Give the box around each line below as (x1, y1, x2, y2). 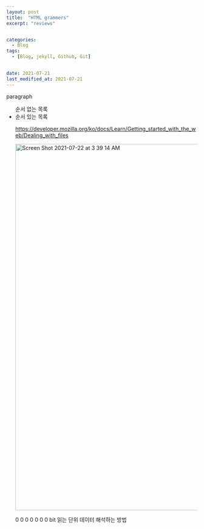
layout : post (6, 9, 39, 15)
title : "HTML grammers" (6, 15, 69, 21)
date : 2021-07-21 (6, 70, 50, 76)
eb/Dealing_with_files (15, 132, 69, 139)
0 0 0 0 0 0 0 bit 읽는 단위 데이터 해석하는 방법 (15, 516, 127, 523)
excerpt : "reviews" (6, 20, 56, 26)
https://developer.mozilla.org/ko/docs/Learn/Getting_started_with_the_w (15, 125, 196, 132)
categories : (6, 37, 36, 43)
